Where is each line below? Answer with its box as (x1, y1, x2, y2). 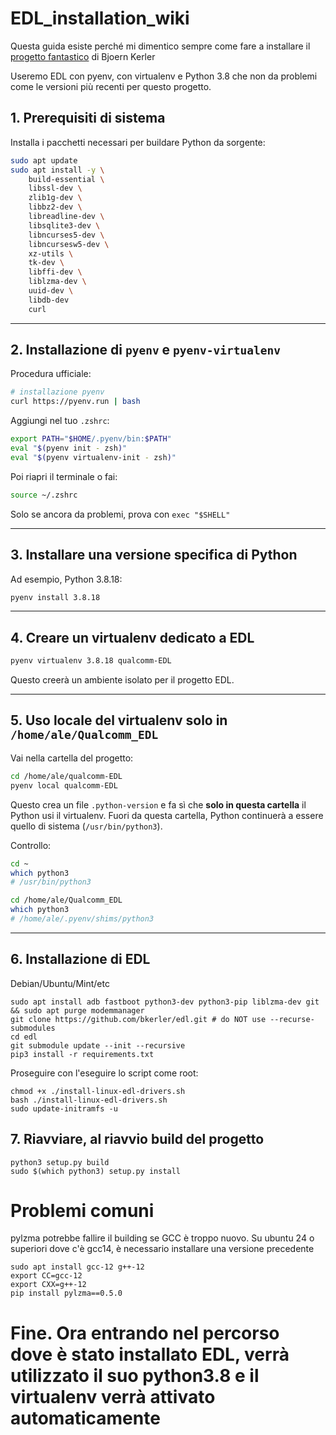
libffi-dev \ (28, 267, 83, 277)
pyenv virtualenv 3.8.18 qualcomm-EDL (10, 656, 172, 666)
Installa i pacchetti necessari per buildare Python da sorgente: (10, 136, 266, 148)
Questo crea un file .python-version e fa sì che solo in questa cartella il (10, 798, 307, 811)
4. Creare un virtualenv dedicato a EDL (10, 629, 255, 646)
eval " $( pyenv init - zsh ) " (10, 443, 128, 454)
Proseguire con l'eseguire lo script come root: (10, 1067, 199, 1079)
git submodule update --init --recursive (10, 1040, 186, 1051)
